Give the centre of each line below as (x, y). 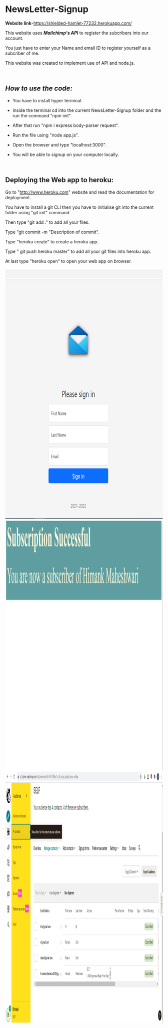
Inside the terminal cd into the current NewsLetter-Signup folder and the (87, 110)
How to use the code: (39, 89)
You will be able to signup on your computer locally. (65, 155)
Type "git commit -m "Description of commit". (52, 232)
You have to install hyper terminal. (47, 100)
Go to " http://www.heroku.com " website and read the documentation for (80, 192)
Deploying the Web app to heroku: (59, 180)
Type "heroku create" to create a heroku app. (52, 241)
